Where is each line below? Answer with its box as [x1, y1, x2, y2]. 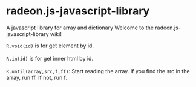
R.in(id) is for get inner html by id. [6, 55, 94, 62]
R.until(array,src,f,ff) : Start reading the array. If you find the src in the [6, 67, 190, 74]
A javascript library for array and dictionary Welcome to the [6, 24, 154, 31]
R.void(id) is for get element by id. [6, 42, 94, 49]
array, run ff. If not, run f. [6, 74, 68, 81]
